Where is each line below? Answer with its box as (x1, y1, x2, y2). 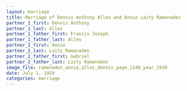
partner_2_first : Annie (6, 43, 66, 48)
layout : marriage (6, 8, 50, 15)
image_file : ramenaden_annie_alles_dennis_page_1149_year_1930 (6, 64, 168, 71)
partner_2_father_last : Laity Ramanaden (6, 59, 109, 65)
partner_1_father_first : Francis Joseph (6, 31, 109, 37)
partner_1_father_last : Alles (6, 37, 82, 43)
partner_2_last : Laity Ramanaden (6, 48, 90, 54)
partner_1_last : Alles (6, 25, 63, 32)
